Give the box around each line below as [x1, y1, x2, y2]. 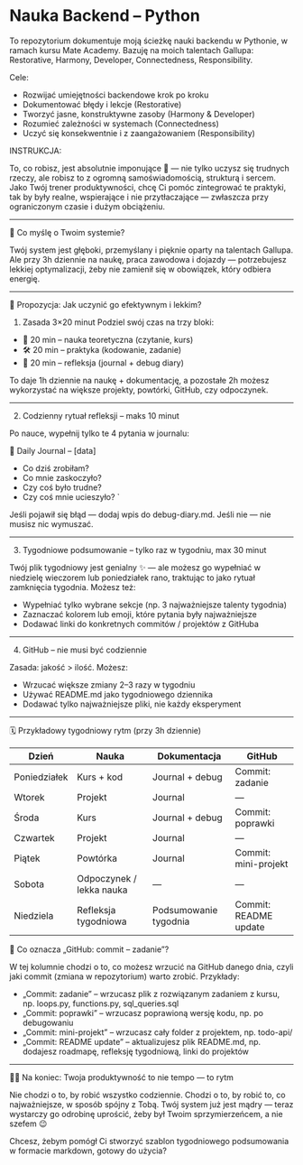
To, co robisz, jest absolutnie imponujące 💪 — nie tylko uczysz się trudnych [9, 162, 290, 173]
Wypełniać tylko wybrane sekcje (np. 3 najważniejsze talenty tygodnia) [22, 599, 287, 610]
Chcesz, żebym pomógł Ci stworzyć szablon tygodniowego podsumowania [9, 1135, 289, 1146]
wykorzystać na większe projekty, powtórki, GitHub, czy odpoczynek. [9, 384, 269, 395]
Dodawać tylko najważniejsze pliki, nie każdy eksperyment [22, 698, 242, 709]
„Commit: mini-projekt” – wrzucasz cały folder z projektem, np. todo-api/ [22, 1026, 293, 1038]
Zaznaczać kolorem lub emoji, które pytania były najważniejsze [22, 608, 257, 619]
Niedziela [14, 909, 54, 921]
